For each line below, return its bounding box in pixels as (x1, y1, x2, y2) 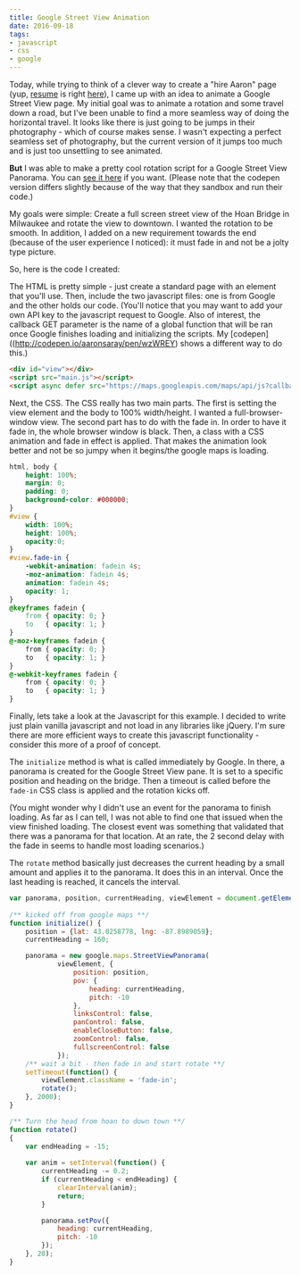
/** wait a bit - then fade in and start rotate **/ (25, 1059, 226, 1068)
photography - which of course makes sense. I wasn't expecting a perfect (9, 127, 282, 137)
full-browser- (234, 407, 283, 418)
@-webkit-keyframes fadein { (9, 670, 118, 679)
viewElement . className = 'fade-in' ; (41, 1076, 178, 1085)
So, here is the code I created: (9, 264, 121, 274)
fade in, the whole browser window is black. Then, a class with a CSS (9, 426, 265, 437)
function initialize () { (9, 919, 102, 928)
